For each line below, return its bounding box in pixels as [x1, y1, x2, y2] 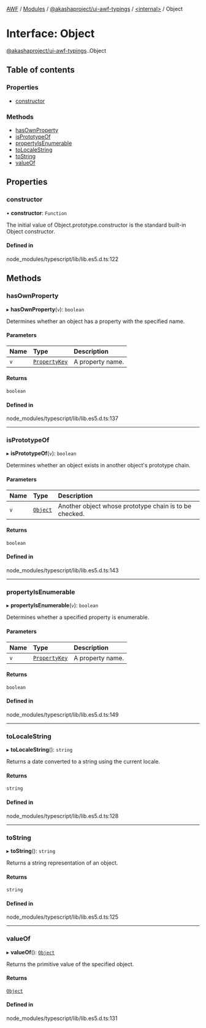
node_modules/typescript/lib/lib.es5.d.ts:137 [6, 415, 118, 422]
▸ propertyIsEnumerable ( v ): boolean [6, 602, 99, 609]
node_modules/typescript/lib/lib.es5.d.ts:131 [6, 1014, 118, 1022]
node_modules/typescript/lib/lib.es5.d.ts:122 [6, 255, 119, 263]
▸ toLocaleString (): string [6, 746, 73, 753]
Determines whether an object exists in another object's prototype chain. [6, 462, 191, 469]
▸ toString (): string [6, 847, 56, 854]
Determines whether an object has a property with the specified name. [6, 317, 185, 325]
